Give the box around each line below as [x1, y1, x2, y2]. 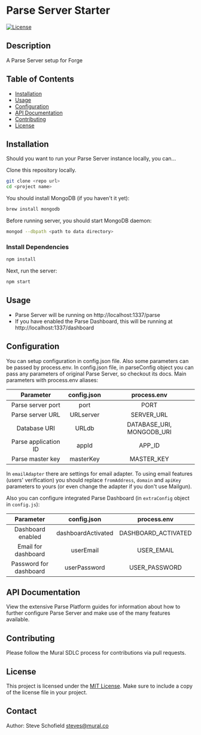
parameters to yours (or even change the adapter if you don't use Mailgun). [6, 483, 193, 490]
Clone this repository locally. [6, 167, 77, 174]
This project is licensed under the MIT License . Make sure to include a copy [6, 682, 193, 689]
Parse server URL [11, 410, 61, 419]
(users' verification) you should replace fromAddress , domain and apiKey [6, 476, 181, 483]
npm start [6, 279, 31, 285]
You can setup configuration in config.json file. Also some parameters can [6, 357, 189, 364]
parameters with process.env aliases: [6, 376, 99, 383]
